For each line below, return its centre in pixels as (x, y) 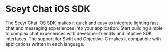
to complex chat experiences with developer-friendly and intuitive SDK (79, 33)
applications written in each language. (45, 44)
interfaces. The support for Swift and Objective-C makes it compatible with (83, 39)
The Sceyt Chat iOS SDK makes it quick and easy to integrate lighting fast (82, 23)
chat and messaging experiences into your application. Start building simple (84, 28)
